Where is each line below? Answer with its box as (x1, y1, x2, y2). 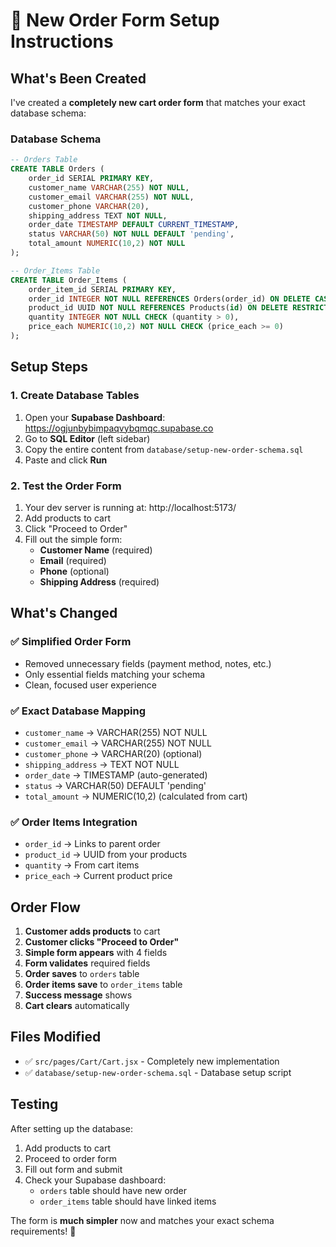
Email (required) (39, 554, 107, 566)
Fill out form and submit (24, 1163, 123, 1175)
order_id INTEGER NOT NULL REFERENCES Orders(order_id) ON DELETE (28, 294, 311, 304)
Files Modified (10, 1029, 102, 1046)
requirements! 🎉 (10, 1225, 77, 1237)
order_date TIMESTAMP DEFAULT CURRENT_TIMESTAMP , (28, 220, 240, 230)
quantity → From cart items (24, 859, 140, 871)
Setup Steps (10, 359, 88, 376)
